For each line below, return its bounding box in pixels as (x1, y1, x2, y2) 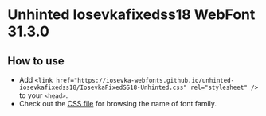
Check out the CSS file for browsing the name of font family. (18, 99, 217, 108)
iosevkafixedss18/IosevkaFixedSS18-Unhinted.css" (18, 83, 188, 91)
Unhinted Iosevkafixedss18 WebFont (7, 6, 256, 24)
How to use (7, 54, 65, 68)
